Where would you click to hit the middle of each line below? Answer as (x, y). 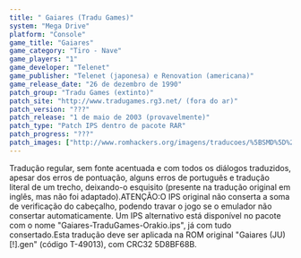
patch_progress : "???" (52, 134)
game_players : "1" (43, 59)
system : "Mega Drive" (50, 26)
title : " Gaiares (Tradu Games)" (72, 17)
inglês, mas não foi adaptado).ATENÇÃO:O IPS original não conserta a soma (150, 196)
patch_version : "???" (50, 109)
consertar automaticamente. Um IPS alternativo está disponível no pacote (145, 215)
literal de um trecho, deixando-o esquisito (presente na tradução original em (150, 187)
